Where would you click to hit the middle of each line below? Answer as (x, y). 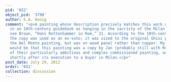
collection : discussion (31, 72)
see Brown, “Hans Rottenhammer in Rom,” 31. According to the (77, 34)
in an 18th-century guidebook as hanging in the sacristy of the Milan (88, 29)
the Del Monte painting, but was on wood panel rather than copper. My (88, 43)
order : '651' (19, 67)
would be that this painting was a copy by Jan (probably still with (85, 48)
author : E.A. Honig (26, 19)
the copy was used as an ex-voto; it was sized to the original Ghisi (86, 39)
